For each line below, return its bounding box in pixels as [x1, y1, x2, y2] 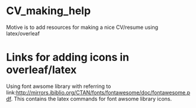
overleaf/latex [6, 63, 77, 77]
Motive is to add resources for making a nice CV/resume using [6, 24, 159, 31]
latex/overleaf [6, 30, 40, 37]
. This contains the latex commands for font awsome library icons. [11, 95, 172, 102]
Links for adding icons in [6, 51, 130, 64]
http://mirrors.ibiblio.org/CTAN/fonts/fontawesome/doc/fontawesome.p [15, 89, 191, 96]
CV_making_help [6, 4, 91, 18]
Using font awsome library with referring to [6, 83, 111, 90]
